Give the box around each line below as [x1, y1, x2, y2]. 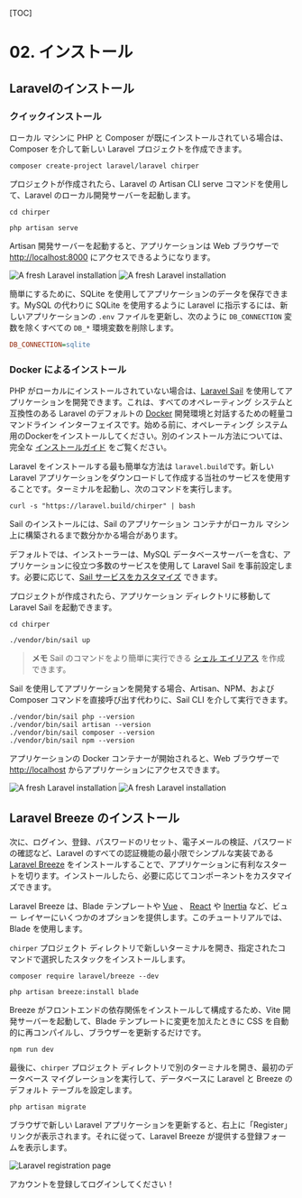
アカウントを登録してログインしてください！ [9, 1178, 175, 1189]
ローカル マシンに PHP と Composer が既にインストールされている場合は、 [9, 132, 288, 143]
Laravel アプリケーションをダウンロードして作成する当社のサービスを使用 [9, 473, 284, 484]
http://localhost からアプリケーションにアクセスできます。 [9, 764, 225, 775]
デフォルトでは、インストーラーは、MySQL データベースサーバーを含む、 [9, 549, 284, 560]
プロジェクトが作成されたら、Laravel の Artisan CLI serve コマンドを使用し [9, 178, 288, 189]
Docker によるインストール [9, 363, 127, 375]
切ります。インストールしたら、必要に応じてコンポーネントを [24, 870, 254, 880]
